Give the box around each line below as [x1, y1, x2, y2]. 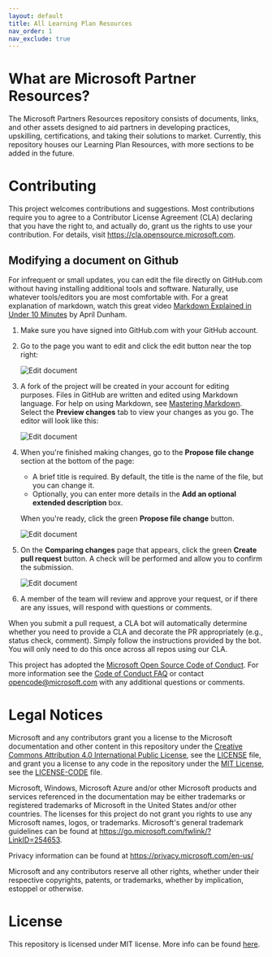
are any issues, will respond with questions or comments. [19, 602, 213, 612]
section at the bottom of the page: [19, 456, 135, 465]
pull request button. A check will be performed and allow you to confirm [19, 553, 262, 563]
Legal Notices [8, 706, 103, 724]
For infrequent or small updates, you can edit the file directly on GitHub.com [8, 274, 263, 285]
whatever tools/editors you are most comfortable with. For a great [8, 292, 229, 302]
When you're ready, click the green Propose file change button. [19, 513, 235, 523]
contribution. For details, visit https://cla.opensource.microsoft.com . [8, 229, 236, 240]
